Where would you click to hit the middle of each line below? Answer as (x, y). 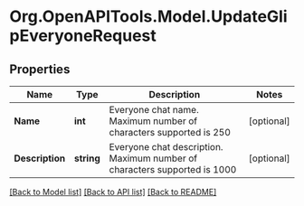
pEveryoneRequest (83, 36)
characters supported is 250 (170, 132)
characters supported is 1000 (173, 169)
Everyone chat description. (166, 147)
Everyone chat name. (154, 110)
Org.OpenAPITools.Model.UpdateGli (148, 17)
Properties (40, 69)
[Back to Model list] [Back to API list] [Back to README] (113, 192)
